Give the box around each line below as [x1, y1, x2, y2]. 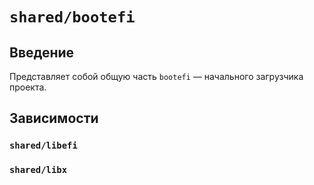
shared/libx [9, 164, 68, 176]
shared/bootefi [9, 8, 136, 27]
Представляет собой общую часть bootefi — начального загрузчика [9, 71, 304, 82]
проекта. [9, 81, 47, 93]
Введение [9, 44, 75, 61]
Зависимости [9, 110, 99, 127]
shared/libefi [9, 140, 78, 152]
